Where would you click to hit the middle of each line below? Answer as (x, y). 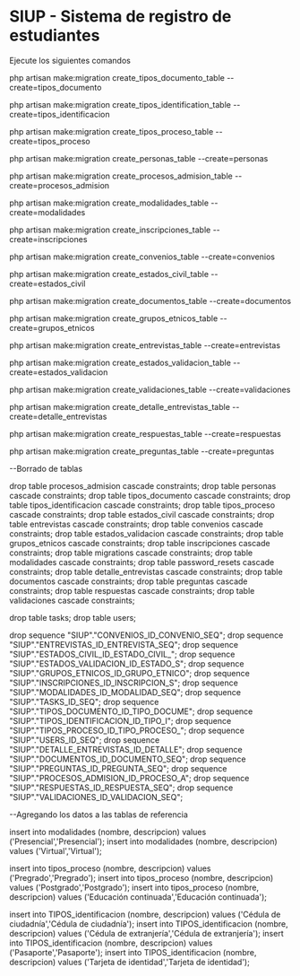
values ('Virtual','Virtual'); (56, 850)
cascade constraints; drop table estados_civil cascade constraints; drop (142, 514)
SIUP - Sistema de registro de (120, 17)
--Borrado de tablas (46, 468)
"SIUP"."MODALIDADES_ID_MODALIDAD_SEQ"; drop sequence (125, 692)
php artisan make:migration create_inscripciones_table (110, 230)
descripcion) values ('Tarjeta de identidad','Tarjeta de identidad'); (130, 962)
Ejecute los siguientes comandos (70, 60)
